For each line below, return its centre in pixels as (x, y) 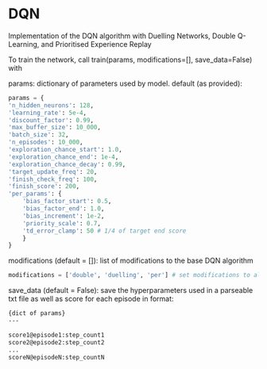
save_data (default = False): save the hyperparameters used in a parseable (131, 290)
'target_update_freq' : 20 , (53, 171)
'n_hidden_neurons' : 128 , (51, 105)
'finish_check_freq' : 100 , (53, 179)
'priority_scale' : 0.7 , (62, 223)
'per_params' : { (35, 194)
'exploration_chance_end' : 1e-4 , (64, 157)
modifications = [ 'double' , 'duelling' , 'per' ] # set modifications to (129, 275)
